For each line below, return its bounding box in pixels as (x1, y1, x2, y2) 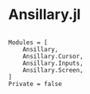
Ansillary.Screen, (22, 66, 84, 74)
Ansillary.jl (8, 6, 81, 24)
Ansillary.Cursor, (22, 52, 84, 60)
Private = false (8, 80, 62, 88)
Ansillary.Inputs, (22, 59, 84, 67)
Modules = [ (8, 38, 48, 47)
